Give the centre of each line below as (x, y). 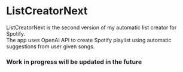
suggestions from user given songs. (51, 46)
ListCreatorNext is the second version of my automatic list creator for (91, 27)
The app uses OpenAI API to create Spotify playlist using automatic (89, 40)
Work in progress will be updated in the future (74, 62)
